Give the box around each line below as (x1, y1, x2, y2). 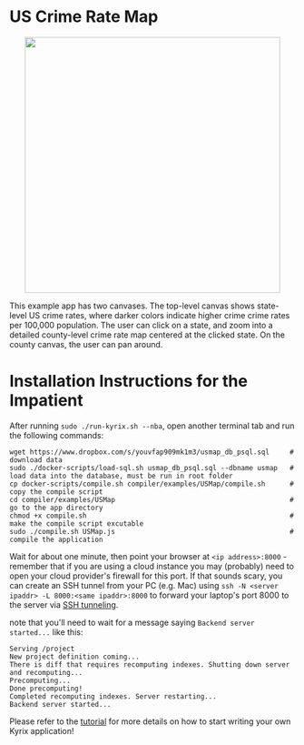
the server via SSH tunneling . (9, 599, 119, 610)
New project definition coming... (9, 652, 141, 661)
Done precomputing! (9, 684, 83, 693)
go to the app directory (9, 503, 103, 512)
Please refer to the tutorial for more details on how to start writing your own (9, 716, 291, 727)
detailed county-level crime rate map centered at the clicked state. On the (9, 329, 286, 340)
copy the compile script (9, 487, 103, 497)
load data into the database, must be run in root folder (9, 471, 233, 480)
